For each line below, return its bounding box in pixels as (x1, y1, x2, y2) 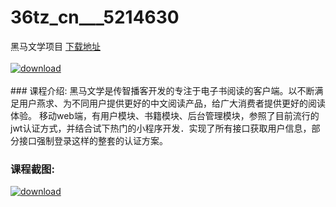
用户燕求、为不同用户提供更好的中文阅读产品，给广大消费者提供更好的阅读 (18, 97, 326, 109)
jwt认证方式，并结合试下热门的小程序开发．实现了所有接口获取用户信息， (10, 122, 312, 134)
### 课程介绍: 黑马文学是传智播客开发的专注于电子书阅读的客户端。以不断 (10, 84, 315, 96)
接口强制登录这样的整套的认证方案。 (18, 134, 168, 146)
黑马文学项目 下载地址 (10, 40, 101, 52)
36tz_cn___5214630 (10, 6, 180, 29)
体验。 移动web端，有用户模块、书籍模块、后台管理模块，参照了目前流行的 (10, 109, 320, 121)
